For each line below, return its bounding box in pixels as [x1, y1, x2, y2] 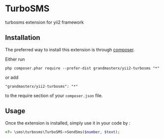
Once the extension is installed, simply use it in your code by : [5, 120, 131, 126]
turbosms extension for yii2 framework [5, 19, 84, 25]
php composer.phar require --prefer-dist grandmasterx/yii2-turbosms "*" [5, 66, 160, 70]
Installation [5, 34, 40, 42]
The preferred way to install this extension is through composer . [5, 46, 135, 52]
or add [5, 74, 19, 80]
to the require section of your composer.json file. [5, 92, 103, 99]
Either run [5, 56, 25, 62]
